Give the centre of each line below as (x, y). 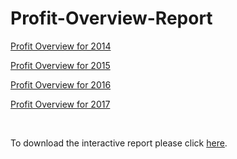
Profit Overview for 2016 (61, 84)
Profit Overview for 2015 (60, 65)
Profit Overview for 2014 (61, 46)
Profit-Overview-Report (111, 18)
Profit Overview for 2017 (60, 104)
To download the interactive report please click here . (119, 143)
